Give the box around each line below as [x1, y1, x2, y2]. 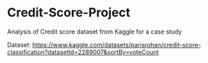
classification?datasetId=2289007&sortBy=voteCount [7, 48, 159, 56]
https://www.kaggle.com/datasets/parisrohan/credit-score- [32, 40, 201, 49]
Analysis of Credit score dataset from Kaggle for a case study [7, 27, 183, 36]
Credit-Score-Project [7, 5, 131, 21]
